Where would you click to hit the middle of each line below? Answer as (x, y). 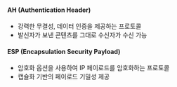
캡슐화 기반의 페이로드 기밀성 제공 (64, 76)
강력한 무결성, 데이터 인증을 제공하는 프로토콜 (79, 26)
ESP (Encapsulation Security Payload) (64, 51)
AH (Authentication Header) (49, 10)
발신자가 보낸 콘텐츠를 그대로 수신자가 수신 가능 (82, 35)
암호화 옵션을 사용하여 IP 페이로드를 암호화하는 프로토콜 (93, 68)
